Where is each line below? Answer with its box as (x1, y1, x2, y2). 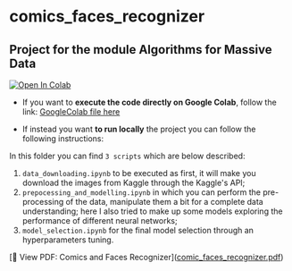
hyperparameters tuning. (21, 234, 114, 245)
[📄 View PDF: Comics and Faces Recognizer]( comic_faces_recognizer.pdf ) (9, 252, 284, 262)
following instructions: (21, 133, 104, 144)
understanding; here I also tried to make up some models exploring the (21, 206, 283, 216)
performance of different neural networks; (21, 216, 178, 225)
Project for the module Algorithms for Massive (9, 42, 272, 57)
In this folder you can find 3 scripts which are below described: (9, 150, 246, 161)
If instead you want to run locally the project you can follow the (21, 123, 256, 134)
